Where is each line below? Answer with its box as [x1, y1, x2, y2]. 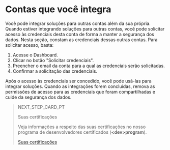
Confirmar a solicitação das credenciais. [12, 68, 98, 74]
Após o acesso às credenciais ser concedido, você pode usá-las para [5, 78, 152, 84]
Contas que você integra [5, 4, 111, 15]
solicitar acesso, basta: [5, 42, 54, 48]
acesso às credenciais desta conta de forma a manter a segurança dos [5, 31, 154, 37]
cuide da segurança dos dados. [5, 94, 72, 100]
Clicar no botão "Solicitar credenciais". [12, 57, 94, 63]
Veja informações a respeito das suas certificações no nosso [17, 124, 146, 130]
